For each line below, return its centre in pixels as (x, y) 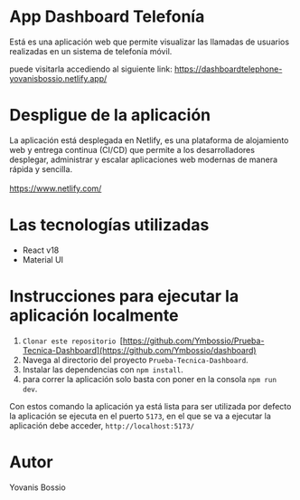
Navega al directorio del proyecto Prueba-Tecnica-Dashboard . (135, 360)
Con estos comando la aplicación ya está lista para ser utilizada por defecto (150, 406)
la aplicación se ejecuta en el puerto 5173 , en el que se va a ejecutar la (140, 416)
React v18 (41, 250)
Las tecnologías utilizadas (109, 225)
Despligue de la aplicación (110, 115)
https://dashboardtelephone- (229, 69)
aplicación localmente (94, 315)
